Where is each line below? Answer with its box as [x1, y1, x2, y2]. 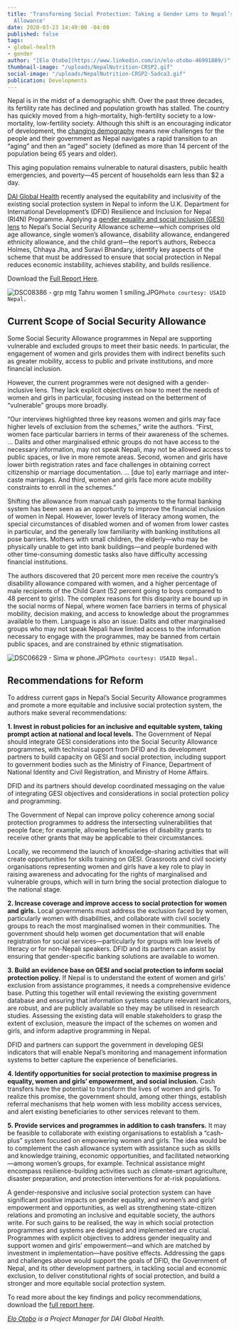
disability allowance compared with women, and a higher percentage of [7, 579, 218, 588]
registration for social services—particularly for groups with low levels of [7, 937, 221, 945]
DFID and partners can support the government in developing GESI [7, 1040, 204, 1049]
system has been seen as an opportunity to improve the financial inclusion [7, 505, 225, 513]
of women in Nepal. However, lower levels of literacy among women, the [7, 512, 219, 521]
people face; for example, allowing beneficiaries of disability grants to [7, 826, 212, 834]
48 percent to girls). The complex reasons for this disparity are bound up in [7, 594, 228, 603]
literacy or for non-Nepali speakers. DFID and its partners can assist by [7, 944, 216, 953]
